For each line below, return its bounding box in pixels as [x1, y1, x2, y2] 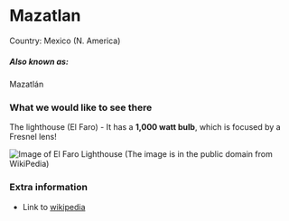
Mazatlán [9, 78, 44, 89]
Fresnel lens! [9, 132, 57, 143]
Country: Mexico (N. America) [9, 35, 121, 46]
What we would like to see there [9, 101, 153, 114]
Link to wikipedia [22, 201, 86, 212]
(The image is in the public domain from [125, 149, 273, 160]
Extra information [9, 181, 89, 194]
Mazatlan [9, 5, 81, 26]
